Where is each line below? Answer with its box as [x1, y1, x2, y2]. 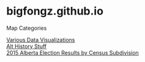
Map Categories [6, 24, 47, 32]
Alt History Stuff [6, 43, 47, 50]
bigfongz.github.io [6, 4, 104, 18]
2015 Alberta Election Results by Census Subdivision [6, 49, 139, 56]
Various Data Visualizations [6, 36, 75, 43]
